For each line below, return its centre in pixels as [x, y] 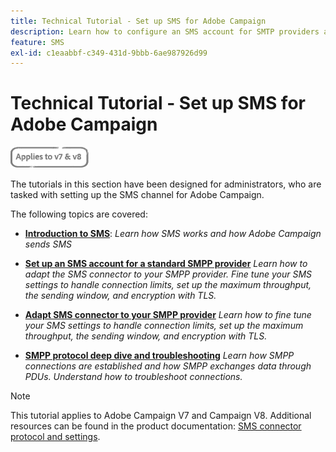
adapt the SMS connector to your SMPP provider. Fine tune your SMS [168, 274]
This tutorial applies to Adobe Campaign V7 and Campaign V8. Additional [161, 416]
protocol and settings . [55, 437]
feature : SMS [37, 42]
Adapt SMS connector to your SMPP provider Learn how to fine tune [168, 315]
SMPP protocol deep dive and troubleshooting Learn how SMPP [159, 356]
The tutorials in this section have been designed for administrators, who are [166, 184]
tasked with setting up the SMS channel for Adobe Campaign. [137, 195]
